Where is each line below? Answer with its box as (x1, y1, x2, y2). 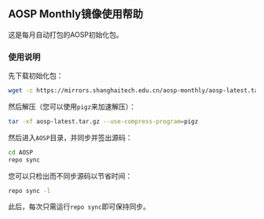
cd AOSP (8, 148, 34, 156)
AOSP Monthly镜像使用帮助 (8, 7, 144, 21)
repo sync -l (8, 187, 51, 195)
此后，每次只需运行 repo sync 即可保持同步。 (8, 202, 151, 211)
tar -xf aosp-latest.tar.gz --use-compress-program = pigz (8, 117, 199, 125)
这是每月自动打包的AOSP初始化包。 (8, 30, 123, 39)
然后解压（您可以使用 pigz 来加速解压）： (8, 102, 136, 111)
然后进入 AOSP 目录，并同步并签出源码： (8, 132, 133, 142)
